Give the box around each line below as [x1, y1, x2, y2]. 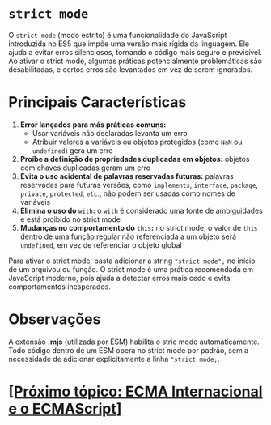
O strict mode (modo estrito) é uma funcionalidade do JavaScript [8, 30, 227, 40]
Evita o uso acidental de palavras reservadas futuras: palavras [19, 171, 234, 181]
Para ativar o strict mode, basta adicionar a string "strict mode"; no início [8, 256, 256, 266]
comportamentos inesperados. [8, 282, 111, 291]
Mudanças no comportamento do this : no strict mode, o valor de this [19, 223, 258, 232]
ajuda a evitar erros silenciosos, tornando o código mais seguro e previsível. [8, 47, 263, 57]
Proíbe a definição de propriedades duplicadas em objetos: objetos [19, 154, 250, 164]
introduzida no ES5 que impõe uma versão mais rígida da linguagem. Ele [8, 39, 249, 49]
